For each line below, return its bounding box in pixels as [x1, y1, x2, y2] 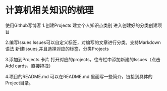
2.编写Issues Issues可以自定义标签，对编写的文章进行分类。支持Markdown [5, 39, 161, 45]
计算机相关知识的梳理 [5, 5, 94, 16]
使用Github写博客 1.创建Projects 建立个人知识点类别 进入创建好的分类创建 [5, 22, 158, 28]
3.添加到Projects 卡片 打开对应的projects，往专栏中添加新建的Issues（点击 [5, 56, 160, 62]
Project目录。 [5, 79, 34, 86]
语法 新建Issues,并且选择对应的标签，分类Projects [5, 45, 109, 52]
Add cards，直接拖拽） [5, 63, 53, 69]
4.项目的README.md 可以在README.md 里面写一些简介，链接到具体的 [5, 73, 153, 79]
